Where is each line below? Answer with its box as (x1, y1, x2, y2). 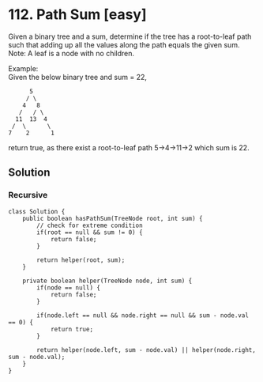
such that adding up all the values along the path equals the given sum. (8, 40, 240, 49)
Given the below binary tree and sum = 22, (8, 72, 148, 81)
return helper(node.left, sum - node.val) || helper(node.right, (36, 346, 257, 354)
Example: (8, 63, 39, 73)
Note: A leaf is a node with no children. (8, 48, 135, 58)
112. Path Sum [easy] (8, 6, 147, 24)
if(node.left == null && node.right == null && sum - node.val (36, 311, 249, 320)
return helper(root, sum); (36, 255, 126, 264)
